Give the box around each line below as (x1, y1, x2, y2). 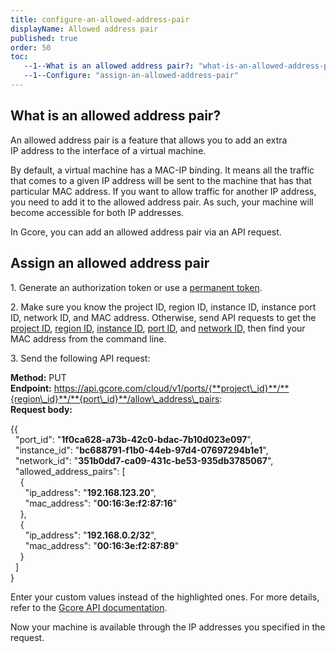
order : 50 (10, 42, 52, 53)
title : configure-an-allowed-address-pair (10, 14, 190, 25)
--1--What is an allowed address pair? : (23, 61, 195, 71)
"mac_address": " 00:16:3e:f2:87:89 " (24, 539, 180, 551)
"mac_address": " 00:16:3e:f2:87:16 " (24, 497, 178, 509)
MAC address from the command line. (10, 332, 167, 345)
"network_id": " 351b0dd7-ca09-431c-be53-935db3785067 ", (14, 454, 274, 466)
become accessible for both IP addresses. (10, 206, 185, 218)
